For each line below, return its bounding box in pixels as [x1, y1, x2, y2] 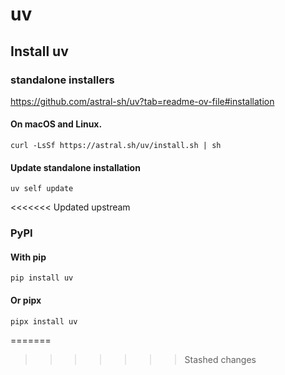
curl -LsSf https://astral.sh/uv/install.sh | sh [10, 141, 222, 151]
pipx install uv [10, 316, 78, 327]
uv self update [10, 184, 74, 194]
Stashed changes [184, 353, 257, 365]
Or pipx [10, 294, 42, 306]
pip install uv [10, 273, 74, 283]
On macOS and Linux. [10, 118, 103, 130]
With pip [10, 251, 47, 263]
